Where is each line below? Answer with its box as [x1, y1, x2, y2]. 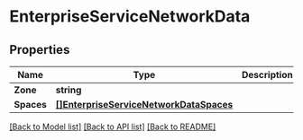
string [55, 83, 82, 96]
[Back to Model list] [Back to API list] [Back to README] [9, 121, 216, 132]
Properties [9, 42, 70, 57]
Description [242, 69, 293, 81]
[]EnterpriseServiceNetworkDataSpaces [55, 99, 234, 110]
